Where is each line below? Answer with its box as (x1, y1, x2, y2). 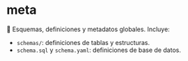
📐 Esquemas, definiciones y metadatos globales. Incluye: (6, 25, 170, 33)
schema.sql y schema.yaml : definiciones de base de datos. (16, 46, 182, 54)
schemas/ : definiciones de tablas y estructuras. (16, 38, 150, 46)
